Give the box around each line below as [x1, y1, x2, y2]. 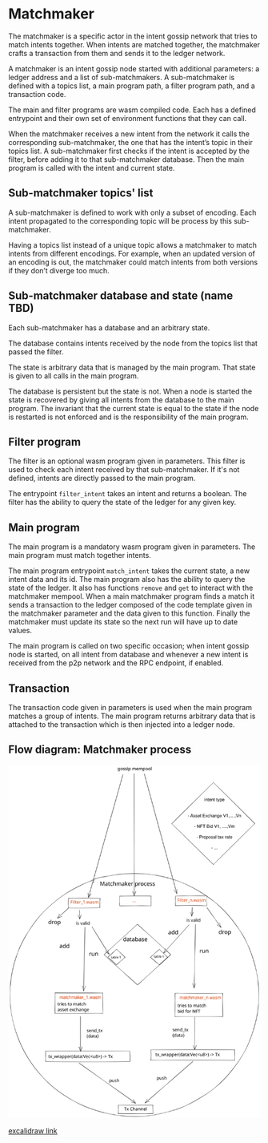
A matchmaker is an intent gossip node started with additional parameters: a [8, 63, 260, 73]
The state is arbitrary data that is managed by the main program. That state [8, 362, 256, 372]
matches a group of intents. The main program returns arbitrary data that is [8, 711, 256, 721]
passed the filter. [8, 346, 64, 357]
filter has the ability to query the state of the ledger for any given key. [8, 498, 237, 507]
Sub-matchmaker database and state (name [8, 289, 234, 303]
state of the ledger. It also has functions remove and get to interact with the [8, 583, 254, 593]
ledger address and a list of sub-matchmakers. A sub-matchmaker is [8, 72, 235, 82]
